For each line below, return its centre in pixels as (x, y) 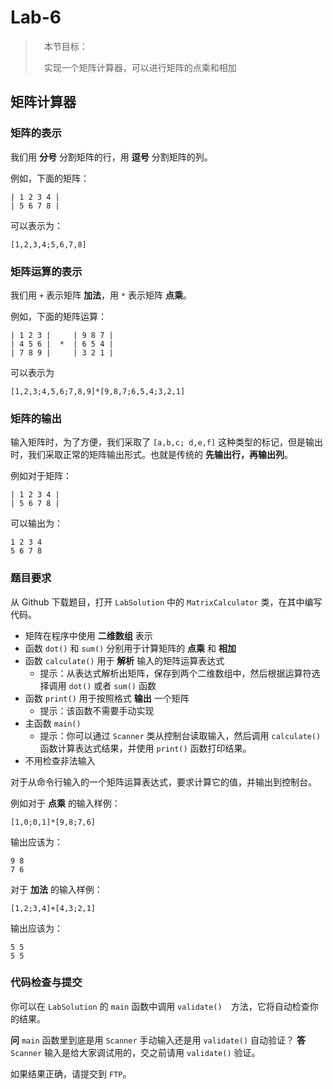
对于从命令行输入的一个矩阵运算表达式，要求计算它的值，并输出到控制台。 (163, 782)
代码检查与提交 (46, 983)
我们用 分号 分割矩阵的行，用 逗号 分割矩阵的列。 (111, 157)
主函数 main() (53, 723)
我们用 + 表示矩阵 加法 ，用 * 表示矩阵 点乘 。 (101, 295)
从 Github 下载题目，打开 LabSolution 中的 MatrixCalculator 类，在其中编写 (166, 602)
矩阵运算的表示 (46, 271)
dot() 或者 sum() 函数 (112, 685)
